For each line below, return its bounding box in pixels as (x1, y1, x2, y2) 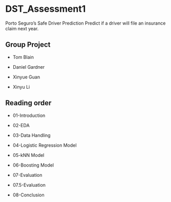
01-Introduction (12, 112, 46, 118)
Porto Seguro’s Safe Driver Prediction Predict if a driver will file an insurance (5, 20, 166, 26)
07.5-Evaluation (12, 181, 46, 188)
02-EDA (12, 122, 30, 128)
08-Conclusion (12, 192, 45, 198)
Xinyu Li (12, 84, 30, 90)
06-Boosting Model (12, 162, 54, 168)
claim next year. (5, 25, 39, 31)
